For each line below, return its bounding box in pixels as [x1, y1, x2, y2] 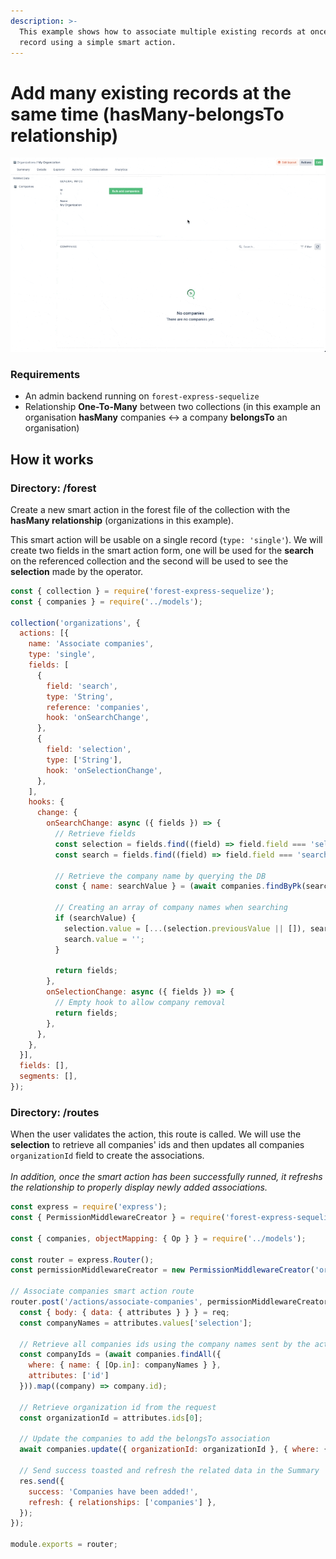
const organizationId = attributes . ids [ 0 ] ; [19, 1413, 203, 1423]
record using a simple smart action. [19, 37, 177, 47]
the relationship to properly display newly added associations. [10, 1181, 268, 1194]
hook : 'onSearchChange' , [46, 713, 150, 723]
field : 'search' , [46, 681, 118, 691]
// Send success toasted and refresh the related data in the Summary [19, 1466, 320, 1476]
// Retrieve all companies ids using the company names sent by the [19, 1339, 311, 1349]
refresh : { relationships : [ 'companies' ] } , [28, 1497, 217, 1507]
